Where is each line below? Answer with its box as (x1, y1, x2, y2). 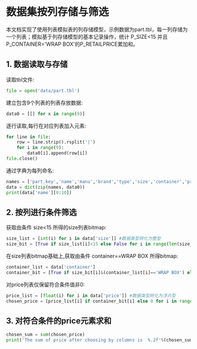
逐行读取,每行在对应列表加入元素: (6, 122, 87, 129)
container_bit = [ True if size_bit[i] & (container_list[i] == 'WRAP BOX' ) (6, 269, 185, 276)
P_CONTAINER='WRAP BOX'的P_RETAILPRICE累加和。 (6, 40, 139, 48)
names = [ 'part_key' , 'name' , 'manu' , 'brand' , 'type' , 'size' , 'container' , (6, 178, 185, 185)
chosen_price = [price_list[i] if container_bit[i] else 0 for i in (6, 298, 177, 304)
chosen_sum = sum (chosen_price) (6, 332, 85, 338)
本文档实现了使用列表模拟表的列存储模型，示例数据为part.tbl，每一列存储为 (6, 26, 188, 33)
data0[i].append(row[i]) (27, 150, 88, 156)
